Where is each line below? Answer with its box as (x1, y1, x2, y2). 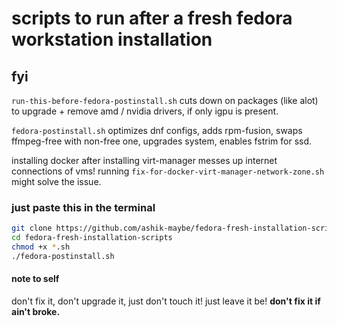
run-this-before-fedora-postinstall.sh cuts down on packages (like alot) (11, 95, 319, 106)
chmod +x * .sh (11, 242, 71, 252)
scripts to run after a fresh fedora (11, 7, 293, 30)
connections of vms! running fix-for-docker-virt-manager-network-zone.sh (11, 165, 325, 177)
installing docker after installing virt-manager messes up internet (11, 155, 278, 166)
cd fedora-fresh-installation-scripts (11, 233, 173, 243)
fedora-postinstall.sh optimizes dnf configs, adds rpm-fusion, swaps (11, 125, 303, 136)
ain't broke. (11, 306, 61, 317)
